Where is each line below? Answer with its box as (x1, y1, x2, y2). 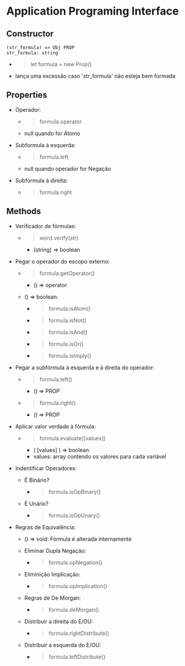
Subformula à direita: (15, 176, 68, 184)
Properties (6, 90, 47, 100)
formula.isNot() (48, 316, 87, 324)
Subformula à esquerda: (15, 141, 76, 148)
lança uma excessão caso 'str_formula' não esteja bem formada (15, 72, 175, 80)
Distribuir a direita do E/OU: (24, 617, 93, 625)
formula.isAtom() (48, 305, 91, 312)
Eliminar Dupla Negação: (24, 547, 86, 554)
